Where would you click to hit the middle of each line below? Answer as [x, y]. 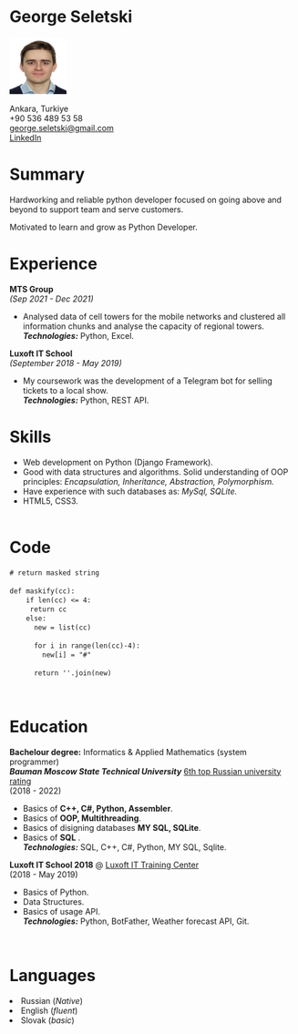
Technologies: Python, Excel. [78, 335]
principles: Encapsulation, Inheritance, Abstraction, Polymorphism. [149, 481]
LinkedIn [26, 138]
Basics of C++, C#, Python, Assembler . [98, 808]
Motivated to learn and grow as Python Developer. [103, 227]
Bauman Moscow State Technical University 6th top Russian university [145, 771]
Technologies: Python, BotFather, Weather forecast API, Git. [136, 921]
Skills [31, 437]
